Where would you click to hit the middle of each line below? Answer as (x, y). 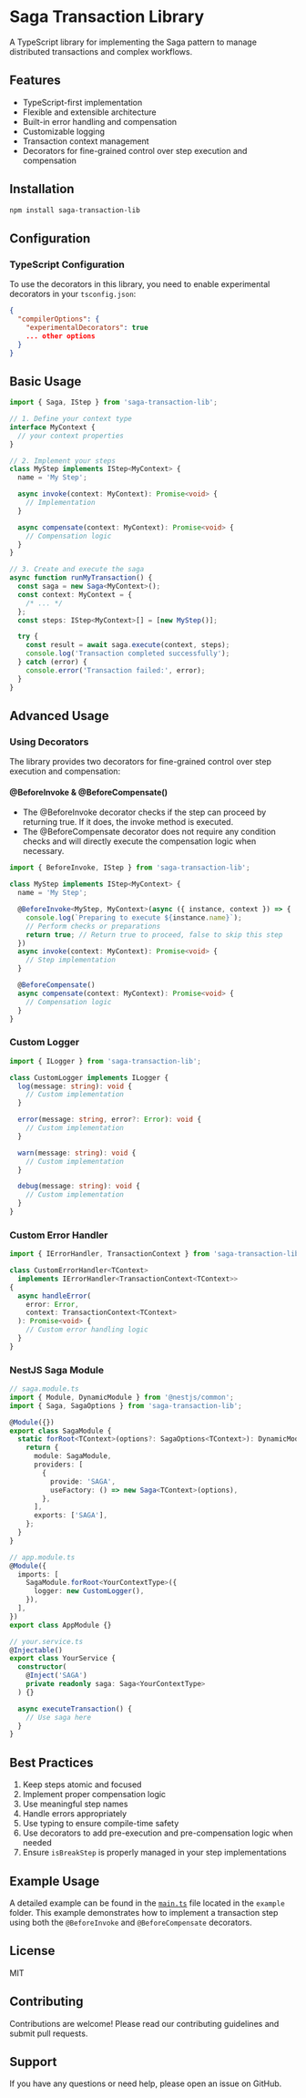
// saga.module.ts (44, 1389)
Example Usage (55, 1881)
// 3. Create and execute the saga (77, 570)
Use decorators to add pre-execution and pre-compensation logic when (158, 1833)
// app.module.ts (42, 1557)
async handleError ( (55, 1296)
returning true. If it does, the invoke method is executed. (128, 822)
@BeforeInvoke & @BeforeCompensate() (89, 792)
